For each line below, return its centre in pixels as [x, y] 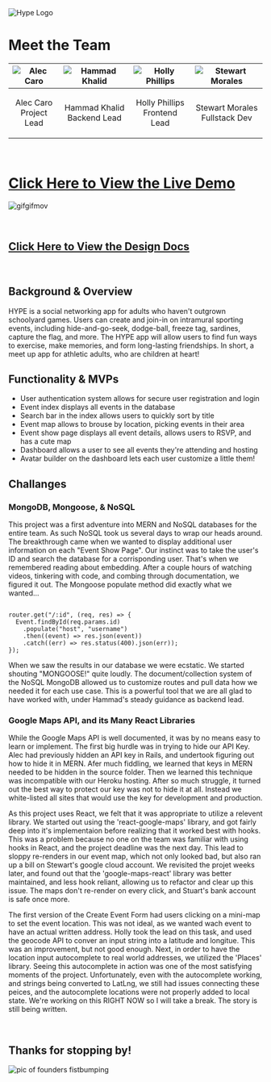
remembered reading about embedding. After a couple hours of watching [130, 567]
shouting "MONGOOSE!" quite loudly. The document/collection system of [130, 674]
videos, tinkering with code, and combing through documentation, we [124, 576]
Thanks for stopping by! [70, 1050]
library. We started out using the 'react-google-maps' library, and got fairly [132, 822]
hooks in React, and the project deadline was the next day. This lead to [126, 848]
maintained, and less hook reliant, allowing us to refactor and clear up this [131, 882]
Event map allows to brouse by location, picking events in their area [132, 424]
